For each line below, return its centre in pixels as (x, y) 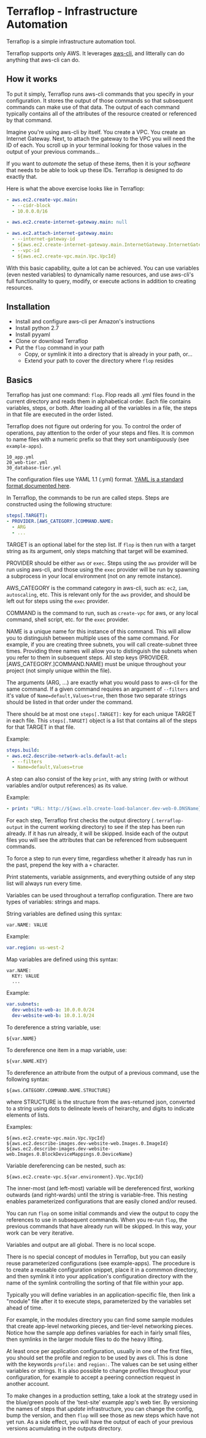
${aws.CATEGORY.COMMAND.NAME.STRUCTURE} (59, 1090)
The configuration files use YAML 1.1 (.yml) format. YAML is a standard (95, 479)
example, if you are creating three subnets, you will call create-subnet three (102, 644)
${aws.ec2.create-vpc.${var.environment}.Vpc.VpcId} (75, 1177)
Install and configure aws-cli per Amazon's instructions (85, 321)
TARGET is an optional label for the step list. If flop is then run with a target (101, 544)
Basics (19, 380)
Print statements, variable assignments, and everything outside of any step (101, 877)
